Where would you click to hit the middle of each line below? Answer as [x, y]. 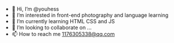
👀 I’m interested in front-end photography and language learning [90, 15]
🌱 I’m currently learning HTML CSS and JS [63, 21]
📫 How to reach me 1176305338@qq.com [63, 34]
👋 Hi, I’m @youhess [35, 9]
